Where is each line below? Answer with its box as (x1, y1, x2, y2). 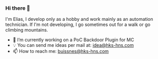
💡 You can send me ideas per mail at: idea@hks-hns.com (12, 42, 134, 48)
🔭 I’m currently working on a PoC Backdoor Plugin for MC (12, 37, 134, 43)
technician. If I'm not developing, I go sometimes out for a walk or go (5, 21, 150, 27)
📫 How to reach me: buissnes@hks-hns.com (12, 48, 109, 54)
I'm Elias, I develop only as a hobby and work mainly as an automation (5, 16, 153, 22)
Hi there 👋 (5, 5, 31, 12)
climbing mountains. (5, 27, 48, 33)
